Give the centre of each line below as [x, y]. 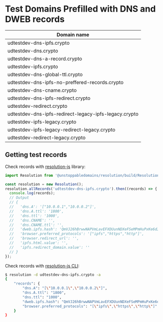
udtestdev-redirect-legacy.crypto [47, 137]
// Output [19, 198]
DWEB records [35, 19]
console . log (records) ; [32, 193]
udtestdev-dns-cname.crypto [42, 90]
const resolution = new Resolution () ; [44, 184]
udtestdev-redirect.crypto [37, 106]
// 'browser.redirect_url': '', [44, 238]
